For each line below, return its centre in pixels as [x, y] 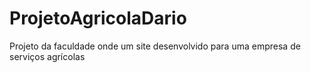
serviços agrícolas [47, 56]
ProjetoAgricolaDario [98, 18]
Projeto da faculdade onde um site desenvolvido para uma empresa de [155, 46]
